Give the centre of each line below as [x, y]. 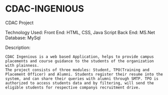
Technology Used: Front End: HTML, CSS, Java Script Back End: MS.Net [80, 32]
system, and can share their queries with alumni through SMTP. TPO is [82, 78]
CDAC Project [19, 23]
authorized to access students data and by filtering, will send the [80, 83]
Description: [18, 47]
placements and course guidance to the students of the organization [80, 61]
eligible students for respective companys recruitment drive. [73, 87]
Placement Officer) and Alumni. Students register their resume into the [84, 74]
